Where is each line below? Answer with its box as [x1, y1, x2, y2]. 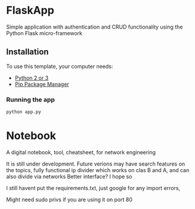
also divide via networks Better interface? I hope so [6, 173, 132, 180]
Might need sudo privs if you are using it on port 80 [6, 196, 133, 203]
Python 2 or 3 [14, 74, 49, 81]
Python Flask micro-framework [6, 29, 82, 36]
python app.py [6, 109, 42, 115]
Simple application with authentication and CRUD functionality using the [6, 23, 183, 30]
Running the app [6, 95, 55, 104]
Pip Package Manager [14, 80, 70, 88]
